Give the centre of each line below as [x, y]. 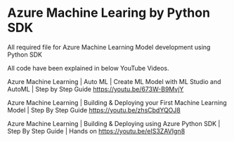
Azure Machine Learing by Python [109, 13]
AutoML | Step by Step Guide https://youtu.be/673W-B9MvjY [96, 89]
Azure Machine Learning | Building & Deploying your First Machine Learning [117, 102]
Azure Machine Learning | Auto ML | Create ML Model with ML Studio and [114, 81]
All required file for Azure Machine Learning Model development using [109, 47]
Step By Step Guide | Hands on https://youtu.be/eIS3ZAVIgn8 [96, 131]
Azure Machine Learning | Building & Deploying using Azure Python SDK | [114, 123]
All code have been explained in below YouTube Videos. [89, 68]
